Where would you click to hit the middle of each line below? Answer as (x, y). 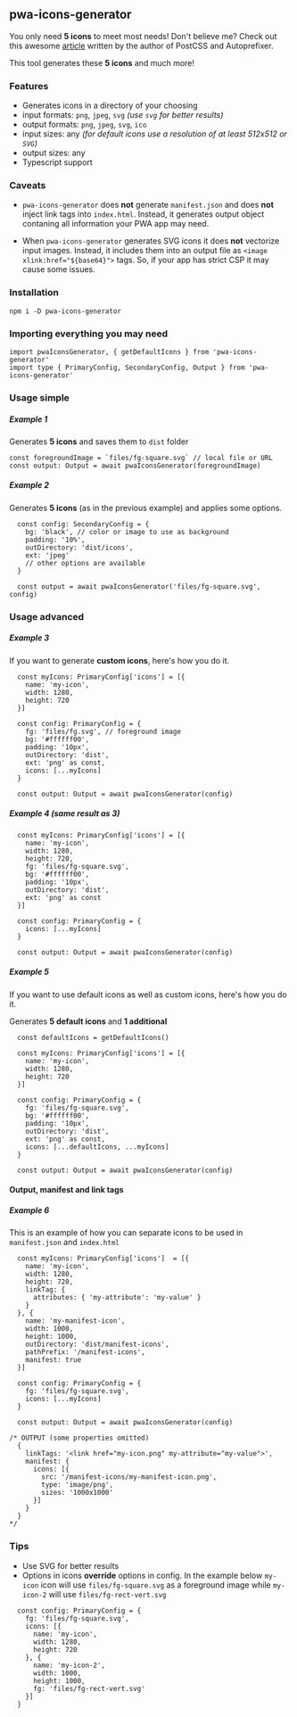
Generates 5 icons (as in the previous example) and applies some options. (146, 508)
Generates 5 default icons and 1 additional (88, 1021)
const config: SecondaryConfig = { (83, 524)
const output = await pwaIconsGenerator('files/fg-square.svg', (139, 586)
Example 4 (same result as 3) (65, 813)
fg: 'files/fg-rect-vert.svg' (89, 1688)
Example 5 (29, 972)
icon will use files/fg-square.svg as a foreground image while (156, 1585)
